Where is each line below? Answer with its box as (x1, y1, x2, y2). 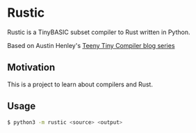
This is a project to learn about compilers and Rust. (7, 80, 153, 88)
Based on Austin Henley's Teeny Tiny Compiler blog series (7, 41, 175, 49)
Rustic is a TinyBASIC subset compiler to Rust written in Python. (7, 28, 190, 36)
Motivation (7, 61, 56, 74)
